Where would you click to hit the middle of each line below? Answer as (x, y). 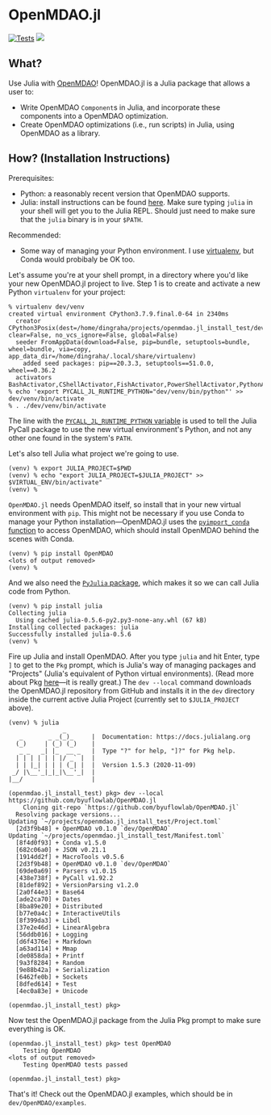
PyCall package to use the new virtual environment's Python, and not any (130, 429)
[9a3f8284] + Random (50, 962)
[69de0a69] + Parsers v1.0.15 (66, 871)
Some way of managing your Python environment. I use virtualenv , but (137, 250)
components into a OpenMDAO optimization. (94, 115)
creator (29, 321)
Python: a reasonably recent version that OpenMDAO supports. (125, 193)
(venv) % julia (34, 723)
